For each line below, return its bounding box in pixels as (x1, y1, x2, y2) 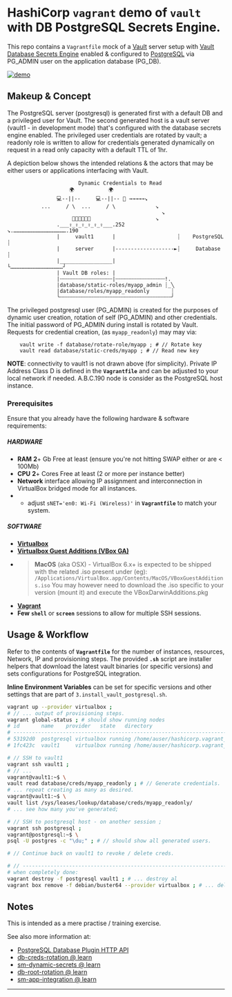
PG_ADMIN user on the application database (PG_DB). (7, 57, 162, 65)
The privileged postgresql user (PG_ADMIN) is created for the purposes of (7, 305, 219, 314)
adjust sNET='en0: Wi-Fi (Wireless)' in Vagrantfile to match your (27, 499, 217, 507)
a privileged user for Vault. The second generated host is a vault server (7, 116, 210, 124)
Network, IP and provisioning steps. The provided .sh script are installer (7, 654, 212, 663)
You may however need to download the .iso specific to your (51, 580, 224, 589)
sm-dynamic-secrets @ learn (17, 960, 101, 969)
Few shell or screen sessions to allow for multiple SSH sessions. (17, 609, 202, 617)
